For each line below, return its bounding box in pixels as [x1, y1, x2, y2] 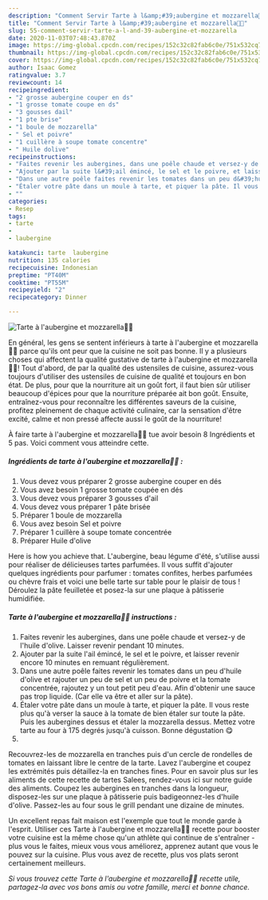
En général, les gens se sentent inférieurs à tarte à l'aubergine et [8, 338, 221, 347]
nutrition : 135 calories [8, 256, 91, 264]
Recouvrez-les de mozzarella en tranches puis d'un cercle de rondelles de [8, 749, 253, 759]
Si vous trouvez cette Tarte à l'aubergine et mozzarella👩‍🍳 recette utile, [8, 874, 241, 883]
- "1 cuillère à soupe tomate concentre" [8, 137, 148, 146]
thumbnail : [8, 49, 45, 57]
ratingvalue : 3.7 [8, 71, 66, 79]
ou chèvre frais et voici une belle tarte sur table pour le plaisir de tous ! [8, 577, 241, 586]
